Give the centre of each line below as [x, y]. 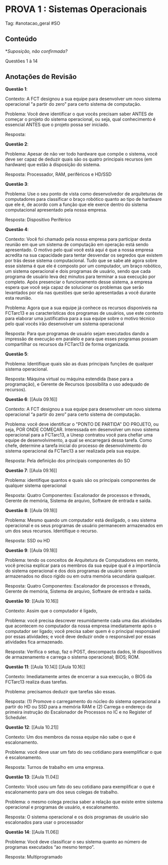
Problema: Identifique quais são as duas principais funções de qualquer [79, 364]
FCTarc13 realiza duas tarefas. [36, 682]
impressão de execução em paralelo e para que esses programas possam [81, 339]
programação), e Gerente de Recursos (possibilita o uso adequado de [77, 384]
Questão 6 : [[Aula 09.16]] [31, 399]
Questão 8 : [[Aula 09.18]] [31, 510]
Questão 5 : [17, 354]
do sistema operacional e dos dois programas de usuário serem [71, 570]
